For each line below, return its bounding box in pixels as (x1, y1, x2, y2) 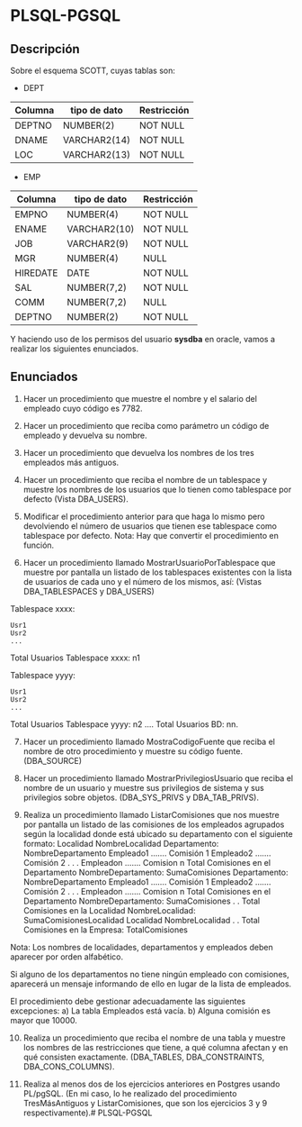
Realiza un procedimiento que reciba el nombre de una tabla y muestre (22, 1032, 286, 1043)
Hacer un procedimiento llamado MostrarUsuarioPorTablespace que (22, 557, 276, 568)
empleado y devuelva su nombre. (22, 430, 147, 441)
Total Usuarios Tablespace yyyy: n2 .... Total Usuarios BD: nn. (10, 718, 239, 730)
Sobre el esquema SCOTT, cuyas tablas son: (10, 65, 176, 76)
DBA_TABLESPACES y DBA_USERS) (22, 586, 155, 596)
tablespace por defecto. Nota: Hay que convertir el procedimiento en (22, 530, 280, 541)
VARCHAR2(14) (62, 134, 131, 146)
